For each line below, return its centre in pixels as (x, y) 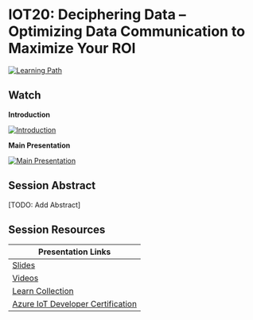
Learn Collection (43, 291)
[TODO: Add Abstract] (45, 205)
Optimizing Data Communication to (127, 31)
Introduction (29, 114)
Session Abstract (52, 185)
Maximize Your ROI (72, 48)
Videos (25, 278)
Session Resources (57, 229)
